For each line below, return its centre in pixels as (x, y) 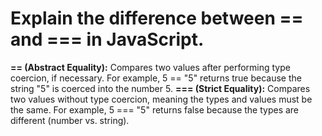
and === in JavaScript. (107, 39)
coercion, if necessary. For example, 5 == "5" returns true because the (156, 78)
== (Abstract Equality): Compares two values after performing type (150, 67)
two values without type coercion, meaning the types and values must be (161, 99)
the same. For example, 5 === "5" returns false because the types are (155, 109)
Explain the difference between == (157, 18)
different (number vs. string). (70, 120)
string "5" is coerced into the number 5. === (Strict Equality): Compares (160, 88)
